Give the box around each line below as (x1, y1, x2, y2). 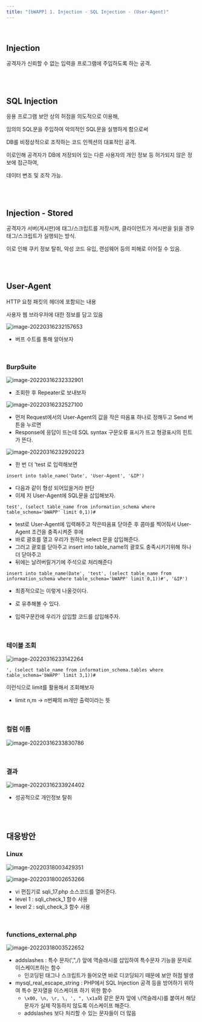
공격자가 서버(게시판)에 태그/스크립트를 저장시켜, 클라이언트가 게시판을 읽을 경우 (6, 225, 195, 232)
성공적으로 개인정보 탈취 (15, 794, 73, 801)
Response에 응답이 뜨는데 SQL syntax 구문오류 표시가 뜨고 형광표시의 (15, 429, 181, 436)
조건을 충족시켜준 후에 (31, 528, 83, 536)
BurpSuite (6, 363, 37, 371)
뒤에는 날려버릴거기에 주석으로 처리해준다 (15, 558, 113, 566)
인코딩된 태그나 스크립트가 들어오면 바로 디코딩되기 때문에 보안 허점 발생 (24, 972, 194, 979)
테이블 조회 (6, 641, 37, 650)
